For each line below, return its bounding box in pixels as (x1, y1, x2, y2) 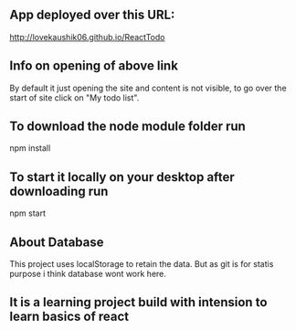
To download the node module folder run (9, 119, 247, 134)
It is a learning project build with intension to (9, 294, 268, 310)
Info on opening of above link (9, 59, 178, 74)
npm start (9, 208, 47, 218)
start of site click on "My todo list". (9, 91, 140, 103)
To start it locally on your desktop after (9, 169, 235, 185)
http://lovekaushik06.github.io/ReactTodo (9, 31, 165, 42)
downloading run (9, 183, 109, 199)
